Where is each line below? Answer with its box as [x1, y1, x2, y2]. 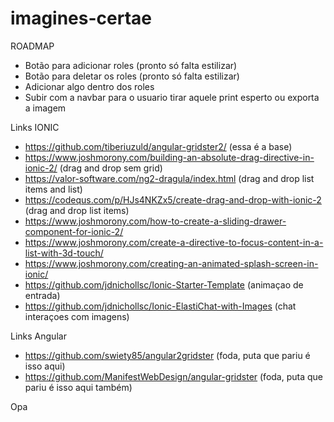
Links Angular [10, 330, 67, 342]
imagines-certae [10, 7, 152, 30]
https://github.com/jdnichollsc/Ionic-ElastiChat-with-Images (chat [24, 300, 297, 312]
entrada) [24, 289, 61, 301]
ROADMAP [10, 40, 55, 52]
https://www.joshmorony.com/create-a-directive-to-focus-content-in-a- [24, 236, 324, 248]
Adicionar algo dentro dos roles [24, 80, 155, 92]
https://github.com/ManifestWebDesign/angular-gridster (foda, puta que [24, 370, 324, 382]
